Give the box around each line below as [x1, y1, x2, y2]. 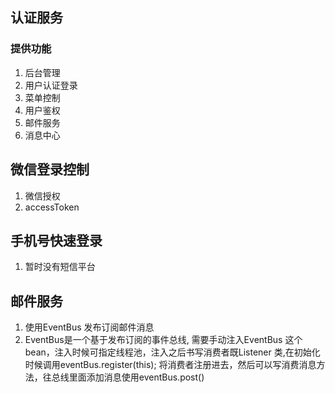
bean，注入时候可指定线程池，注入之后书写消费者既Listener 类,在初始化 [24, 346, 321, 358]
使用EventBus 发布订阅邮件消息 [24, 321, 155, 333]
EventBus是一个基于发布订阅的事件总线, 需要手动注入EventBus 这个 [24, 334, 303, 346]
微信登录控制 [10, 161, 90, 178]
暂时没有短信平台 [24, 261, 96, 273]
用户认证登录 [24, 79, 78, 91]
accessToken [24, 201, 80, 213]
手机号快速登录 [10, 232, 103, 249]
